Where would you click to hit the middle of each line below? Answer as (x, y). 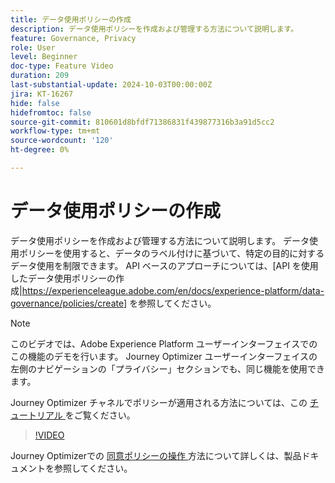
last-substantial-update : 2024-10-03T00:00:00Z (111, 85)
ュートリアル (36, 415)
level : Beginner (44, 57)
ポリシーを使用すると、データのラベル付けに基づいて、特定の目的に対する (171, 253)
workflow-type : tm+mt (55, 131)
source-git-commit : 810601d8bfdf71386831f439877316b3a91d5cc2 (142, 122)
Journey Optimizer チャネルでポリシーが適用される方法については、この (159, 402)
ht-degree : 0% (40, 150)
